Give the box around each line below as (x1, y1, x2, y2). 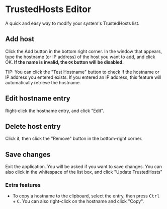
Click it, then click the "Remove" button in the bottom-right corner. (5, 135, 143, 142)
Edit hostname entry (5, 94, 70, 103)
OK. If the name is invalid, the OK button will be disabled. (5, 59, 124, 65)
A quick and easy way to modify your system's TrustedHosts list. (5, 20, 140, 26)
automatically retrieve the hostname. (5, 79, 81, 85)
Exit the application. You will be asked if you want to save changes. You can (5, 164, 162, 170)
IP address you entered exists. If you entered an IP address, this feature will (5, 74, 162, 80)
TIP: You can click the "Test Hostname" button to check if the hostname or (5, 69, 160, 75)
